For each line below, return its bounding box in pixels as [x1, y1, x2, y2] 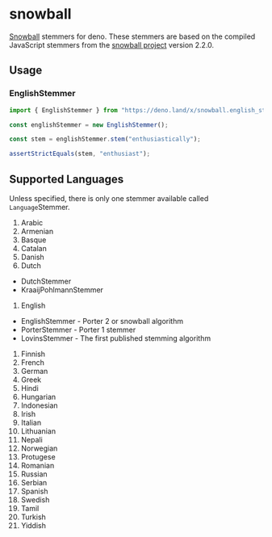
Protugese [20, 451, 56, 461]
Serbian [20, 477, 48, 487]
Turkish [20, 512, 47, 522]
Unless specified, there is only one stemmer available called [9, 193, 209, 203]
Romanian [20, 460, 55, 470]
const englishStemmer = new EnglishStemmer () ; [9, 120, 169, 129]
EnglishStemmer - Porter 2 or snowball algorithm [20, 316, 184, 325]
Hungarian [20, 392, 56, 401]
